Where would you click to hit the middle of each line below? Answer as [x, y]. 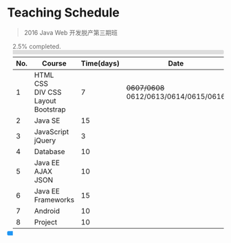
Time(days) [100, 63]
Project [46, 222]
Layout [45, 101]
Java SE [47, 120]
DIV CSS [48, 92]
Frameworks [54, 200]
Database [49, 151]
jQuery [45, 140]
